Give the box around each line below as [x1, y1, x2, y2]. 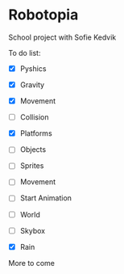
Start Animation [19, 193, 72, 203]
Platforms [19, 129, 52, 138]
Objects [19, 145, 47, 154]
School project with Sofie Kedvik [8, 32, 117, 42]
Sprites [19, 161, 44, 171]
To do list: [8, 48, 41, 57]
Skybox [19, 226, 46, 235]
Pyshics [19, 63, 47, 74]
